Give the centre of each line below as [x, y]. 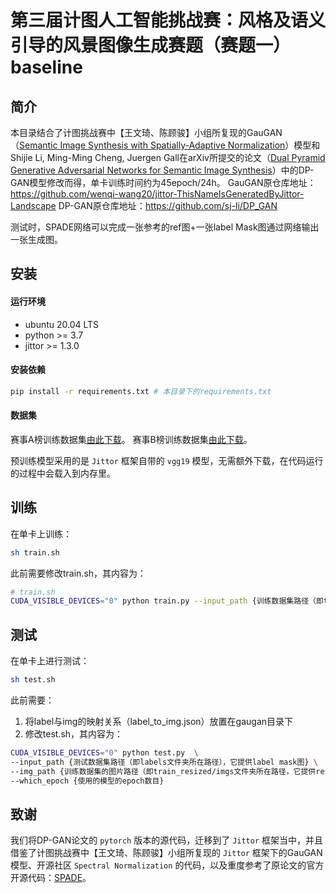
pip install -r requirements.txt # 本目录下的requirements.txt [141, 391]
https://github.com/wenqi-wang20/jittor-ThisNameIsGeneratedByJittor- [157, 194]
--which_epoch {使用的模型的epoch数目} [87, 781]
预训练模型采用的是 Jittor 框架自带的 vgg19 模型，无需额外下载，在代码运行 [167, 460]
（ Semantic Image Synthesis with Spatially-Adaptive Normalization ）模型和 [165, 145]
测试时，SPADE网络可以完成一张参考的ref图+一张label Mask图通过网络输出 [165, 227]
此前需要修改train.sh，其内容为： [78, 573]
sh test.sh [33, 680]
